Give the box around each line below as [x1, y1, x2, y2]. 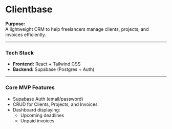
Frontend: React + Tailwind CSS [12, 61, 81, 67]
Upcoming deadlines [20, 112, 64, 118]
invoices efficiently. [5, 31, 46, 38]
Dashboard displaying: [12, 106, 60, 113]
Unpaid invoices [20, 117, 55, 124]
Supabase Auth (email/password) [12, 96, 83, 102]
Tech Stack [5, 49, 34, 56]
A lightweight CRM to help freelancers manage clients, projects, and [5, 26, 149, 32]
